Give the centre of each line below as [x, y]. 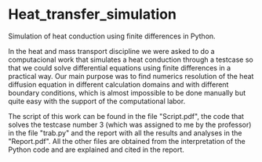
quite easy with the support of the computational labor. [97, 101]
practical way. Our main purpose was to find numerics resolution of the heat [131, 76]
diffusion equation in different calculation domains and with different [118, 85]
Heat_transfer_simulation [92, 14]
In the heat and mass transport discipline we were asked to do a [111, 51]
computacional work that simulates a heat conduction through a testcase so [131, 59]
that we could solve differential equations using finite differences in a [120, 67]
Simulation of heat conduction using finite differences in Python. [112, 36]
